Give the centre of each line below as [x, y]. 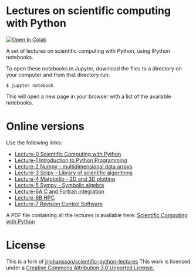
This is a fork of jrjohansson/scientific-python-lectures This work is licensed [98, 261]
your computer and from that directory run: [58, 75]
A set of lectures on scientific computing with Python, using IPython [88, 50]
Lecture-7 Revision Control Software [58, 204]
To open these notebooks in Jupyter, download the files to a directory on [94, 68]
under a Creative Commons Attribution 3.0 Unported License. [80, 268]
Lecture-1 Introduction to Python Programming [71, 160]
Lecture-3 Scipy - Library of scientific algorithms [74, 173]
